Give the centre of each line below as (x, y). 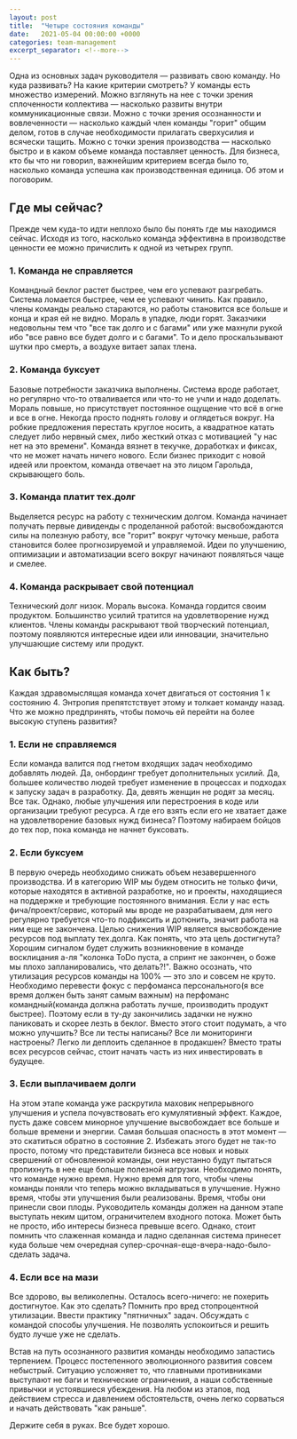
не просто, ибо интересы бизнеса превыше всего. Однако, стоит (133, 1226)
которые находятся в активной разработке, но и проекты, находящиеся (146, 891)
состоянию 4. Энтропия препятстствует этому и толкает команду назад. (147, 702)
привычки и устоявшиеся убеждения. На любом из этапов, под (129, 1389)
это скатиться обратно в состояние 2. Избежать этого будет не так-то (143, 1141)
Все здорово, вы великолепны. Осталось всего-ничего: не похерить (139, 1297)
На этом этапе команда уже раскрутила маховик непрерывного (132, 1103)
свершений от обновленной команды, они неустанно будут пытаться (141, 1159)
